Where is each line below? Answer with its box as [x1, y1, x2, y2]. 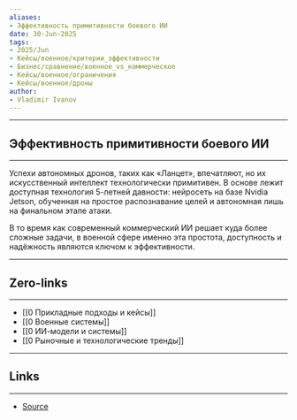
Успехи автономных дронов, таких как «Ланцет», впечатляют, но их [9, 168, 267, 179]
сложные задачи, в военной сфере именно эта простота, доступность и [9, 232, 283, 243]
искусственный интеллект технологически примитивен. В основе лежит [9, 178, 284, 188]
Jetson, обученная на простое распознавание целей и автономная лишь [9, 196, 285, 207]
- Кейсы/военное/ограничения [9, 71, 117, 80]
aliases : [9, 12, 42, 22]
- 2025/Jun [9, 46, 49, 55]
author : [9, 87, 38, 95]
